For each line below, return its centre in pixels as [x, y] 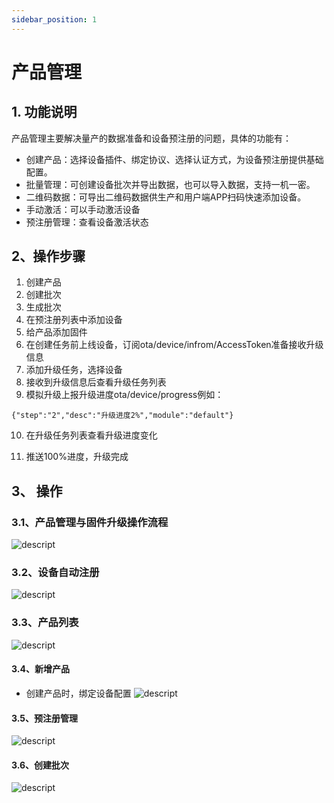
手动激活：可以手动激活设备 [83, 209]
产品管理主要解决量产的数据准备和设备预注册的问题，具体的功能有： [151, 138]
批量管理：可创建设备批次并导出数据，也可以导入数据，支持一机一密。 [170, 184]
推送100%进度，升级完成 [77, 457]
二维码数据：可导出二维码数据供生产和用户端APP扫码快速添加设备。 [166, 197]
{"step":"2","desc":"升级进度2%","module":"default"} [122, 416]
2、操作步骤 [48, 256]
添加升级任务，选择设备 [74, 370]
